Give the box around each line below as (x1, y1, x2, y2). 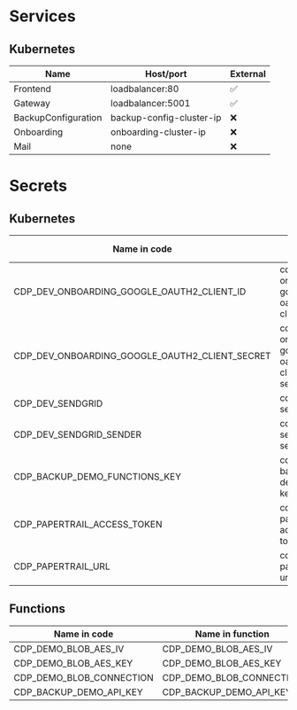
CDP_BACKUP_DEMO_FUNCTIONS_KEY (13, 471, 182, 482)
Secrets (9, 176, 68, 196)
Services (9, 6, 77, 27)
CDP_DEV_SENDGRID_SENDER (13, 428, 142, 441)
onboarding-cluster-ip (110, 126, 206, 138)
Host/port (144, 68, 187, 80)
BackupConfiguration (13, 112, 103, 123)
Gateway (13, 98, 50, 109)
